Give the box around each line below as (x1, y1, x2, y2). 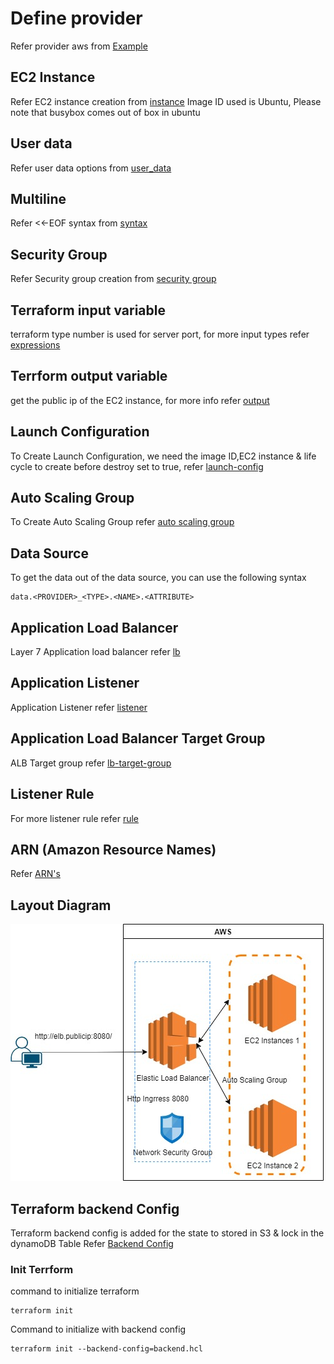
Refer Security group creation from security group (10, 273, 217, 285)
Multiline (10, 190, 67, 207)
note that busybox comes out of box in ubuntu (10, 106, 201, 118)
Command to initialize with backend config (10, 1323, 187, 1336)
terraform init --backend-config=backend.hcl (10, 1344, 203, 1354)
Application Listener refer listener (10, 701, 148, 713)
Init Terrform (10, 1262, 74, 1276)
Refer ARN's (10, 868, 61, 880)
